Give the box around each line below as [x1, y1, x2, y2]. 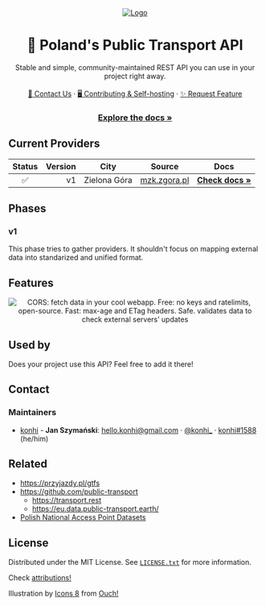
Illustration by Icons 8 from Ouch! [8, 588, 119, 599]
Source [150, 160, 179, 172]
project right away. [104, 71, 166, 81]
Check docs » [196, 174, 252, 185]
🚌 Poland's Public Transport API [27, 36, 243, 55]
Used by [8, 338, 51, 351]
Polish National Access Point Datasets [19, 513, 146, 522]
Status [12, 160, 39, 172]
